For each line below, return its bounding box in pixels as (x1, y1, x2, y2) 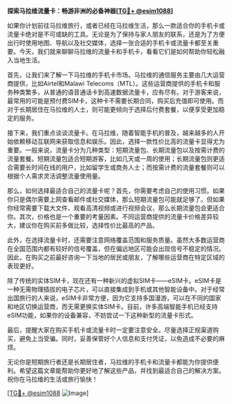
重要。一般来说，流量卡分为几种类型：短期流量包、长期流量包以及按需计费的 (7, 146, 225, 154)
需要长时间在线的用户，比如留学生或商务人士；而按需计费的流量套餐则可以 (12, 163, 225, 172)
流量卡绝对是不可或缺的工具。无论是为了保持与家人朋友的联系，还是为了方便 (7, 30, 225, 38)
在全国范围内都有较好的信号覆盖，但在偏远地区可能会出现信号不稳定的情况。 (7, 245, 225, 252)
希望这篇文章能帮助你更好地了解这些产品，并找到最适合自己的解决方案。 (19, 367, 225, 374)
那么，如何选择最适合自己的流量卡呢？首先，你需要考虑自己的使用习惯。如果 (7, 187, 225, 194)
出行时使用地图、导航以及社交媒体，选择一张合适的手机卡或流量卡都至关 (7, 39, 213, 47)
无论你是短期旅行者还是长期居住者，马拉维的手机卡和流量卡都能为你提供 (7, 358, 213, 366)
